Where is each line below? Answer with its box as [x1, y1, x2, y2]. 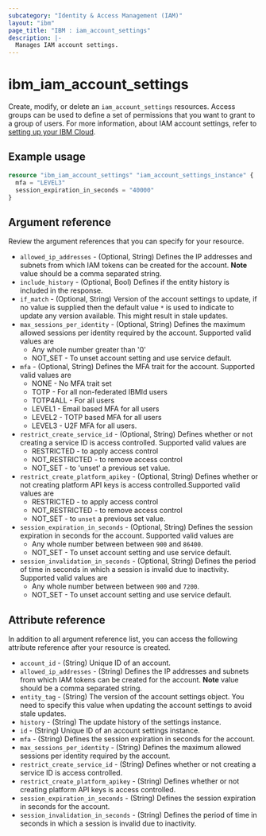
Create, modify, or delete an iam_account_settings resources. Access [8, 102, 236, 111]
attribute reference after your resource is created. [8, 643, 171, 652]
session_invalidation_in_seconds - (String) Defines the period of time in [19, 811, 257, 819]
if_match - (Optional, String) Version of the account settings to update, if [19, 294, 257, 304]
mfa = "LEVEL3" [15, 178, 66, 187]
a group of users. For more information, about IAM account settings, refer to [8, 119, 257, 128]
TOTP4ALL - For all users [31, 395, 115, 406]
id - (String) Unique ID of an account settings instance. [19, 725, 200, 735]
